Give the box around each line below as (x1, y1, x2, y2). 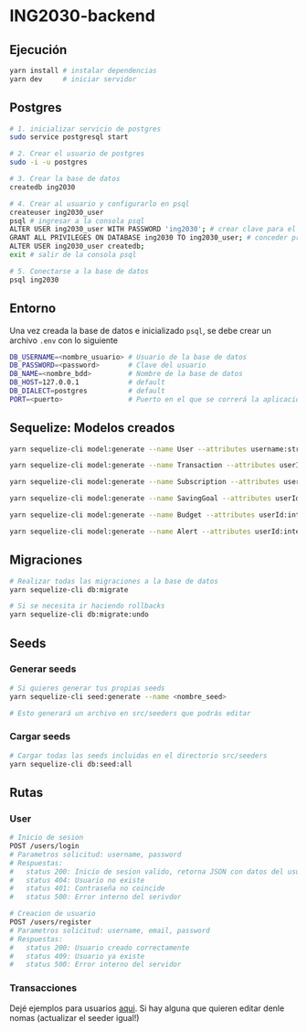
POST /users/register (9, 918, 92, 927)
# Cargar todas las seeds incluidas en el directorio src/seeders (9, 751, 268, 760)
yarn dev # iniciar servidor (9, 74, 137, 83)
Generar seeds (9, 662, 77, 675)
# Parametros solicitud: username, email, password (9, 926, 210, 935)
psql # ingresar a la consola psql (9, 216, 145, 225)
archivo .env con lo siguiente (9, 335, 119, 346)
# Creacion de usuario (9, 909, 96, 919)
